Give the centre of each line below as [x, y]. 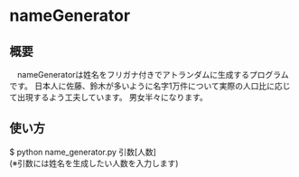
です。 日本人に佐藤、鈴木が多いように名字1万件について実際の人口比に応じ [150, 86]
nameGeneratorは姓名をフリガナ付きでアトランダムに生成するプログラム [153, 75]
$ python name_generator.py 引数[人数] [83, 152]
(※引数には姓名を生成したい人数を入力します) [94, 163]
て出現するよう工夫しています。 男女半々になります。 [108, 97]
